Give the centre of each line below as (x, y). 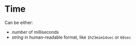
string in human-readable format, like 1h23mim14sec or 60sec (71, 37)
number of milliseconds (35, 32)
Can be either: (19, 22)
